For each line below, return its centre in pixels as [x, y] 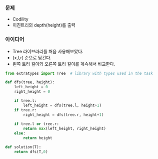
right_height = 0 [32, 92]
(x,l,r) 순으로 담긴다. [32, 57]
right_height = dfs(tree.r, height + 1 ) [63, 115]
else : [20, 133]
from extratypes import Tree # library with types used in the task [79, 73]
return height [38, 138]
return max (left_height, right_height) [65, 129]
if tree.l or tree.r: [36, 124]
